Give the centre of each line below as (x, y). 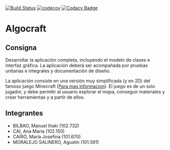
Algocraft (26, 29)
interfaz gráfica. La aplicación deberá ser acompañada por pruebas (77, 65)
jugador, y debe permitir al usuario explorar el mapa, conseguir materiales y (85, 92)
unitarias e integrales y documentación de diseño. (58, 71)
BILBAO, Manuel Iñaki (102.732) (46, 125)
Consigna (21, 48)
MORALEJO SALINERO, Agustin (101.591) (56, 142)
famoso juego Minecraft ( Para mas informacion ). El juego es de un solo (80, 86)
